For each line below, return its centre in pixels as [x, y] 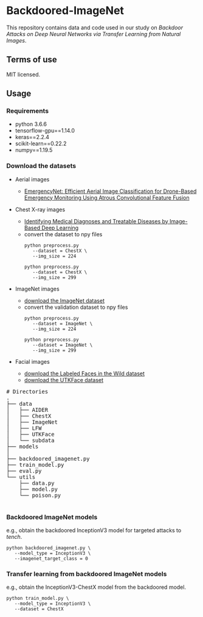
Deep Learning [60, 228]
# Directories [27, 391]
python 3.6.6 [31, 124]
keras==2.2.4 [32, 137]
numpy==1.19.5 [34, 150]
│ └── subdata [30, 440]
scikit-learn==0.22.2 [41, 143]
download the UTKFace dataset [64, 380]
